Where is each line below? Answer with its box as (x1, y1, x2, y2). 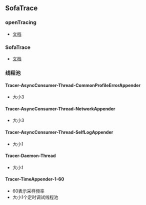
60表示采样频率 (12, 187, 45, 194)
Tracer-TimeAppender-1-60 (5, 176, 64, 182)
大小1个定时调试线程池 (12, 194, 58, 200)
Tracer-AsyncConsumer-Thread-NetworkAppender (5, 105, 115, 111)
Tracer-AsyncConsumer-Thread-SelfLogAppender (5, 129, 113, 135)
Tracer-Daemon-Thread (5, 152, 56, 159)
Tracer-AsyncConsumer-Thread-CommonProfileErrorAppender (5, 82, 141, 88)
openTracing (5, 19, 36, 26)
